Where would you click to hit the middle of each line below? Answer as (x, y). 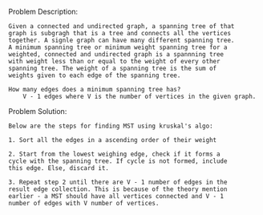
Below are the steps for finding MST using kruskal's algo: (111, 126)
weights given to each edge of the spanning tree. (95, 75)
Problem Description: (43, 12)
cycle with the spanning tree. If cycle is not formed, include (118, 161)
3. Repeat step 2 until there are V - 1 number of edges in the (118, 182)
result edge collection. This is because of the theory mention (118, 189)
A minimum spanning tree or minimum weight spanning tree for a (118, 47)
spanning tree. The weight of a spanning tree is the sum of (113, 68)
